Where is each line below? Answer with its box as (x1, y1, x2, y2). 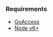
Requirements (5, 5, 48, 13)
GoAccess (14, 18, 40, 26)
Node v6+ (14, 24, 39, 32)
